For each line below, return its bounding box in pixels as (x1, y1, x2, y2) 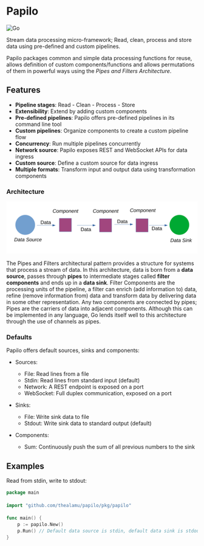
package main (6, 489, 39, 496)
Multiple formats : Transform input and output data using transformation (15, 165, 195, 173)
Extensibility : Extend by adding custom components (15, 108, 148, 115)
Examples (6, 461, 44, 471)
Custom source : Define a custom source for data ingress (15, 159, 158, 167)
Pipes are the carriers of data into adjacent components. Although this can (6, 305, 193, 312)
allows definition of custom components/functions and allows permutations (6, 61, 195, 68)
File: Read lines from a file (24, 370, 89, 378)
